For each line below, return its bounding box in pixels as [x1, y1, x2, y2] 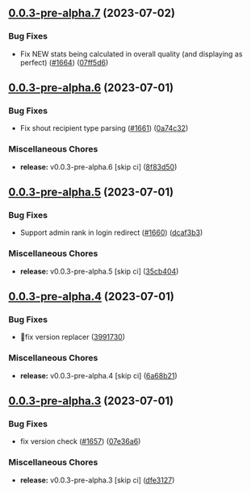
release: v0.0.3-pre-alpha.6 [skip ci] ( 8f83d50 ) [19, 161, 178, 172]
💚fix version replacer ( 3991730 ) [19, 332, 126, 342]
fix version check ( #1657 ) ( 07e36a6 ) [19, 437, 141, 446]
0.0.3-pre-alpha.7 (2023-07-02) [8, 6, 176, 20]
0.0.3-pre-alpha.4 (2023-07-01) [8, 290, 175, 303]
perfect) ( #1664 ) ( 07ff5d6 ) [19, 57, 109, 67]
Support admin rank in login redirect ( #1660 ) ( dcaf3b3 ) [19, 228, 203, 237]
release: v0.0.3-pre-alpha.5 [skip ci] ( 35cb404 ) [19, 266, 179, 276]
